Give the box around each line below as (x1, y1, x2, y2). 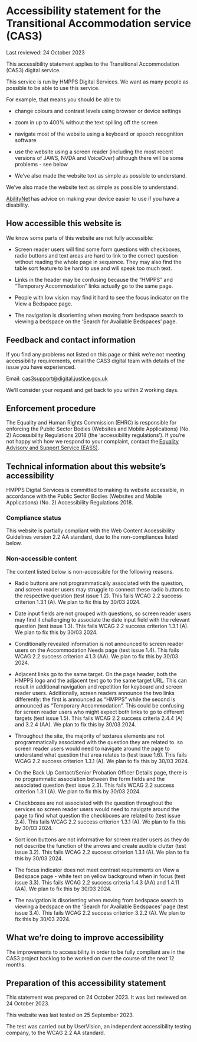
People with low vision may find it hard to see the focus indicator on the (14, 294, 189, 301)
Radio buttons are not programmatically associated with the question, (14, 579, 184, 587)
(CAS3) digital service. (6, 66, 61, 73)
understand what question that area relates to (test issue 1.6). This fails (14, 751, 187, 758)
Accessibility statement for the (6, 4, 161, 18)
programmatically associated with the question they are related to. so (14, 738, 183, 745)
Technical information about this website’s (6, 461, 166, 471)
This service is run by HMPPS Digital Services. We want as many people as (6, 78, 189, 85)
